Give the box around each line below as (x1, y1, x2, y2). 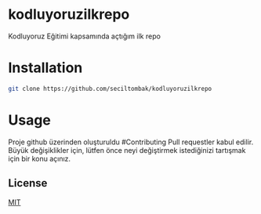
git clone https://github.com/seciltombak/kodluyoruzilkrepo (8, 85, 212, 92)
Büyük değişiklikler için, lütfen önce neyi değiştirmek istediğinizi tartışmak (8, 145, 246, 154)
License (8, 176, 48, 190)
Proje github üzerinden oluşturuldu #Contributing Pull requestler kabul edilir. (8, 137, 254, 147)
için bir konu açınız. (8, 154, 71, 163)
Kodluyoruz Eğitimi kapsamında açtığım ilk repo (8, 31, 161, 41)
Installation (8, 59, 83, 77)
